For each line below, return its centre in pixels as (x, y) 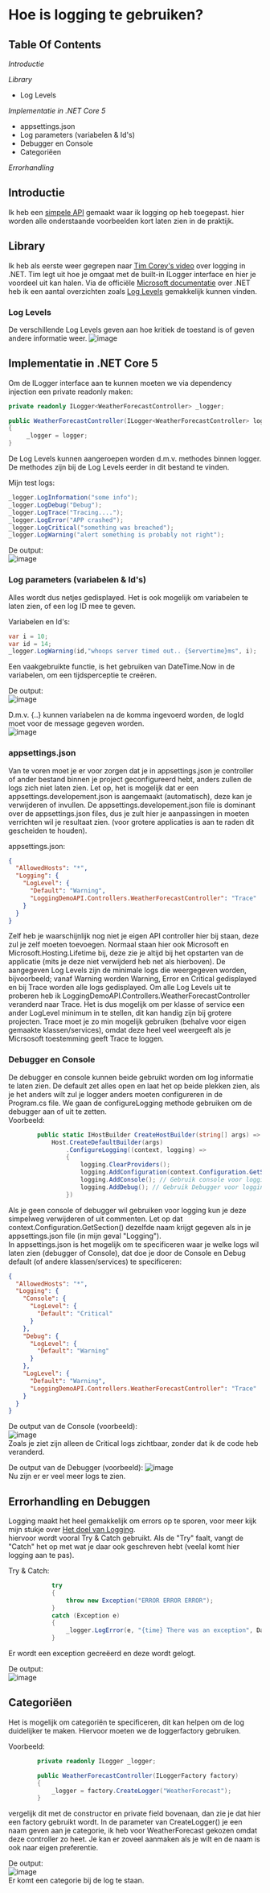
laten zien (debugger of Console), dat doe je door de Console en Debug (127, 1253)
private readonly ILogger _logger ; (97, 1761)
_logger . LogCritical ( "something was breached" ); (91, 528)
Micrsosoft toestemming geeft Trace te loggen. (86, 1039)
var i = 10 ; (28, 636)
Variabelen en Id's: (39, 621)
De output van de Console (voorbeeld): (73, 1427)
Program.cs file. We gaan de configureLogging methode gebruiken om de (130, 1103)
